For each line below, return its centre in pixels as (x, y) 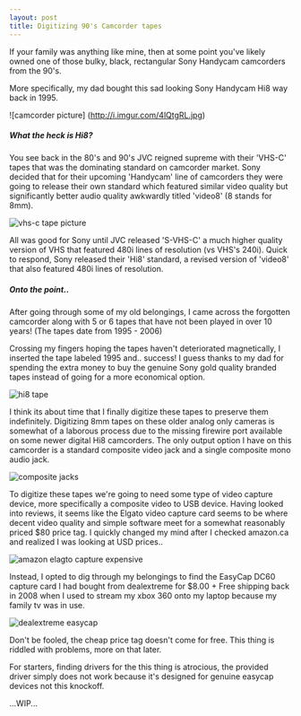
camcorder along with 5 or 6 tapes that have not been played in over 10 (141, 322)
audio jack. (30, 459)
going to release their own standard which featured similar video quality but (149, 187)
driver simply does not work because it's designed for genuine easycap (142, 677)
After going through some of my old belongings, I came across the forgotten (150, 312)
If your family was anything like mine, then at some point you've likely (138, 51)
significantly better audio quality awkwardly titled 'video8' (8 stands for (141, 196)
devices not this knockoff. (57, 686)
